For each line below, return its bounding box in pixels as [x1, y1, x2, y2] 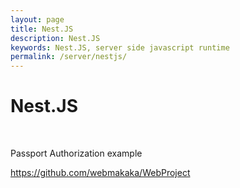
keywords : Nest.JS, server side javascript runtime [10, 42, 230, 53]
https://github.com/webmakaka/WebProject [10, 167, 191, 179]
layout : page [10, 14, 65, 25]
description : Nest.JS [10, 33, 101, 43]
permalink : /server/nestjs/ [10, 52, 128, 62]
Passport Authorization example [10, 147, 143, 160]
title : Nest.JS [10, 24, 74, 34]
